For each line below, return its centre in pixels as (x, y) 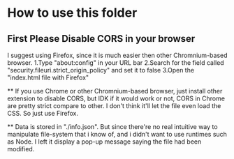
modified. (21, 149)
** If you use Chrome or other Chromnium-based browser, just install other (115, 91)
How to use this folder (72, 13)
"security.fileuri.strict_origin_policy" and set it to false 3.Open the (101, 70)
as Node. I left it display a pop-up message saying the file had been (104, 142)
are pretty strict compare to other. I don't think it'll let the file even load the (114, 106)
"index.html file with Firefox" (48, 77)
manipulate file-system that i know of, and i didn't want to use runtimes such (117, 134)
